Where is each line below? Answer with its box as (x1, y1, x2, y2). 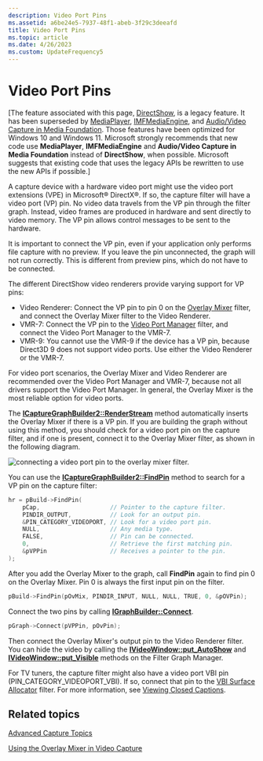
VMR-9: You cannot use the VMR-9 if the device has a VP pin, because (19, 336, 250, 345)
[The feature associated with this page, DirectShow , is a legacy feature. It (8, 108, 245, 117)
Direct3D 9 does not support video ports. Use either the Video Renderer (19, 344, 253, 354)
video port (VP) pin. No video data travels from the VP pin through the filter (8, 198, 251, 208)
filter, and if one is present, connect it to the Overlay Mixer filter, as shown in (8, 434, 255, 443)
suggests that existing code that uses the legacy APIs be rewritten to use (8, 158, 244, 168)
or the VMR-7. (19, 353, 65, 362)
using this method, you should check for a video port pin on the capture (8, 425, 240, 434)
